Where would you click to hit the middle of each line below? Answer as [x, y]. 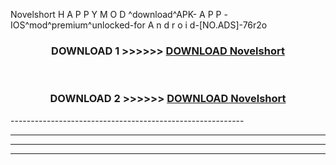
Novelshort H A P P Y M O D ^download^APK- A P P [116, 14]
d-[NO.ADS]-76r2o [228, 25]
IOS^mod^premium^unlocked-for [78, 25]
